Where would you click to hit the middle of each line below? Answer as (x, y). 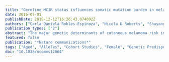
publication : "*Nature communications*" (48, 42)
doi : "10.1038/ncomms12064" (35, 51)
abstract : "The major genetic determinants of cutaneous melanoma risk (82, 33)
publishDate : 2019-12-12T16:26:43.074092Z (50, 19)
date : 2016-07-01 (23, 14)
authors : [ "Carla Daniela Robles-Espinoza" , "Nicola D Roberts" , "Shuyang (85, 24)
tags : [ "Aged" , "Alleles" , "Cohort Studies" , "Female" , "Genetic (75, 47)
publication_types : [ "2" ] (32, 28)
